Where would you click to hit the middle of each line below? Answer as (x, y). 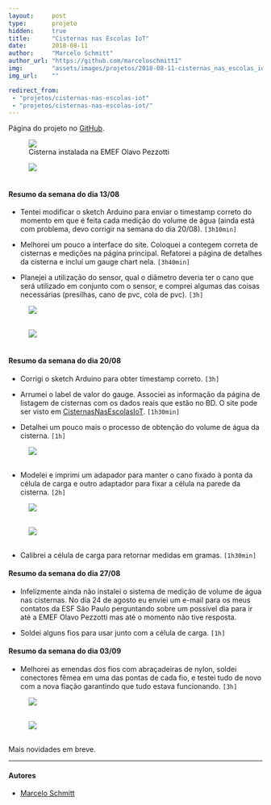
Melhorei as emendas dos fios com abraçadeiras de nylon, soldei (128, 669)
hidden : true (38, 31)
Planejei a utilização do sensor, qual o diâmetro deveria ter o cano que (137, 277)
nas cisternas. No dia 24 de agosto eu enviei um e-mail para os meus (135, 600)
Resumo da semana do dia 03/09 (65, 651)
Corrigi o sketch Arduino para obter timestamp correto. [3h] (120, 378)
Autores (22, 775)
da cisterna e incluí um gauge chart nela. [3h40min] (105, 262)
